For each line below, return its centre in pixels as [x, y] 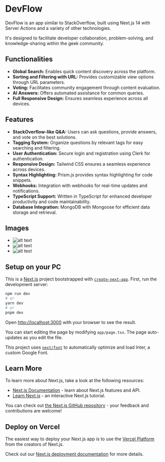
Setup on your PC [33, 267]
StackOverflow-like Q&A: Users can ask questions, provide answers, [85, 131]
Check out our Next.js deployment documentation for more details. [74, 454]
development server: [27, 285]
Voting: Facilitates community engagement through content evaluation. [87, 87]
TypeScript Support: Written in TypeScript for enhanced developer [82, 196]
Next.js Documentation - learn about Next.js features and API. [76, 390]
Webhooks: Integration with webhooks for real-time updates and [80, 186]
